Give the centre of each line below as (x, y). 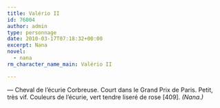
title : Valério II (33, 13)
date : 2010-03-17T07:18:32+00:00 (55, 39)
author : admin (27, 26)
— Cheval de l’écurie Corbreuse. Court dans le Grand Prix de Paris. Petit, (110, 90)
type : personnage (32, 32)
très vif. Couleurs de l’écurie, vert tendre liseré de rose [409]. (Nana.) (106, 97)
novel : (16, 52)
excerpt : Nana (27, 45)
